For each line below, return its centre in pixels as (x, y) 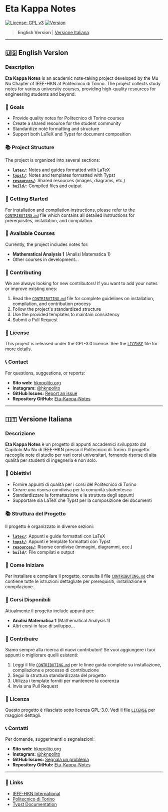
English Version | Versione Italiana (53, 32)
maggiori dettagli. (23, 715)
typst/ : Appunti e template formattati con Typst (61, 541)
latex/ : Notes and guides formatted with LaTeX (61, 170)
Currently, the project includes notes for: (47, 244)
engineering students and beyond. (40, 94)
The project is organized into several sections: (53, 160)
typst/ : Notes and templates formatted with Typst (64, 175)
